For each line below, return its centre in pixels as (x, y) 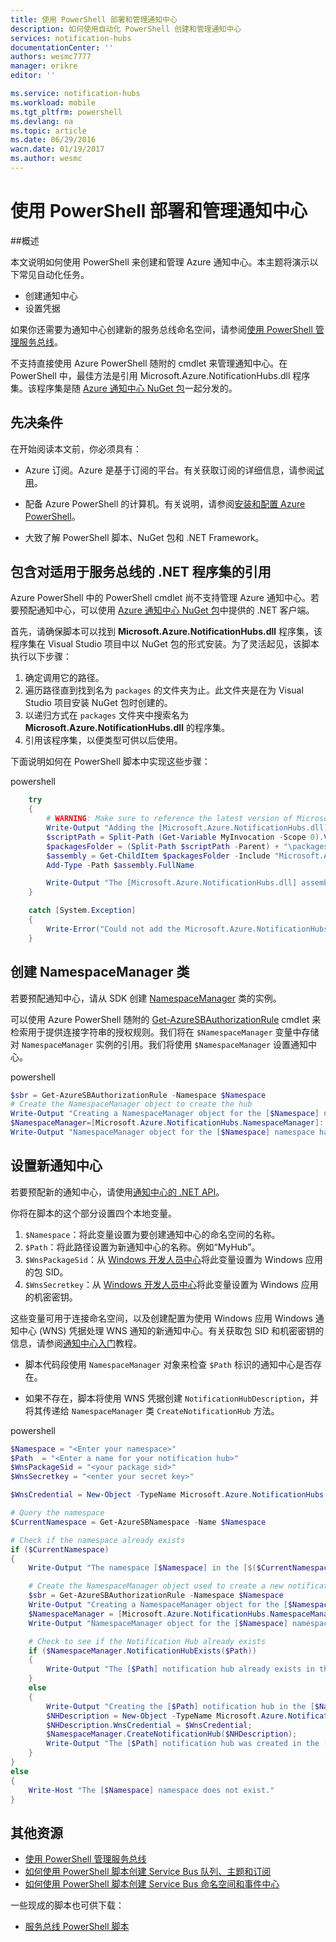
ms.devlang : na (42, 121)
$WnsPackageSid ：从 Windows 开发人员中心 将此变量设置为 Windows (163, 1259)
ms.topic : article (48, 131)
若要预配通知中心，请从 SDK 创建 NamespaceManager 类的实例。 (146, 998)
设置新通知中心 (56, 1166)
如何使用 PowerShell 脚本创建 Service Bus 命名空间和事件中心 (152, 1884)
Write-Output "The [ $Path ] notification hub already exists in (180, 1669)
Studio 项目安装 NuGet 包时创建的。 (98, 703)
